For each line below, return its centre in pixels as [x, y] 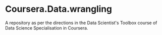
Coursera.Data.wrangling [59, 9]
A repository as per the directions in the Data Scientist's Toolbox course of [81, 23]
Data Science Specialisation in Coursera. [47, 28]
